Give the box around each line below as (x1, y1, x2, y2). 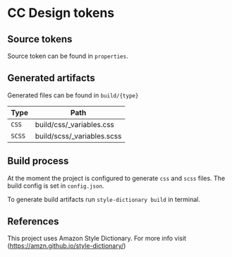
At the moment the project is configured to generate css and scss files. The (7, 174, 226, 182)
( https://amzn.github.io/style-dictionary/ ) (7, 241, 126, 250)
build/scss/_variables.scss (35, 131, 122, 141)
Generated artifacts (7, 72, 95, 84)
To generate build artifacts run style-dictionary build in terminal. (7, 195, 201, 203)
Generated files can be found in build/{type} (7, 90, 139, 100)
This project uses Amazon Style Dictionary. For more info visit (7, 234, 187, 243)
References (7, 215, 59, 227)
